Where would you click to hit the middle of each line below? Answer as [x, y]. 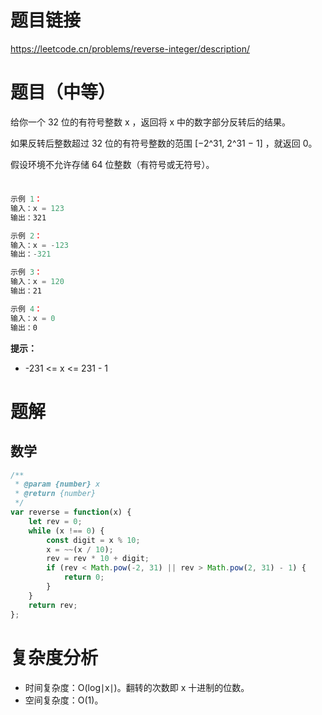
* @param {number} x [57, 484]
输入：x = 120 [37, 282]
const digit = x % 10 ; [93, 540]
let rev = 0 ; [55, 521]
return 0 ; [84, 577]
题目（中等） [63, 92]
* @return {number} [55, 494]
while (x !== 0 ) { [66, 531]
